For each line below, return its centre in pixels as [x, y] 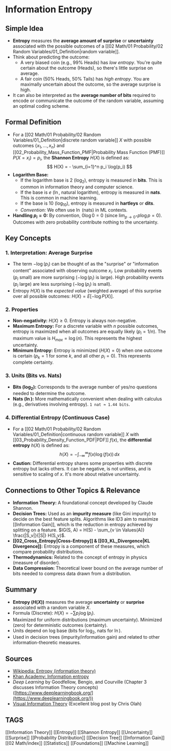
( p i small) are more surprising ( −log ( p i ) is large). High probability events [88, 278]
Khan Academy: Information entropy [51, 677]
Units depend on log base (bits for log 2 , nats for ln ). [67, 631]
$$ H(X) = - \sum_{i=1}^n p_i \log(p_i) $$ [90, 167]
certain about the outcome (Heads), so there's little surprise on [87, 68]
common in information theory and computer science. [77, 187]
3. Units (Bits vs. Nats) [33, 375]
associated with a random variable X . [52, 607]
